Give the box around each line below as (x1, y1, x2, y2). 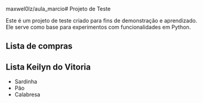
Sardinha (14, 78, 38, 85)
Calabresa (14, 91, 41, 98)
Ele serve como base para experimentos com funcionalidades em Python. (5, 24, 191, 30)
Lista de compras (5, 41, 73, 51)
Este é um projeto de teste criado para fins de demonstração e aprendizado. (5, 17, 198, 24)
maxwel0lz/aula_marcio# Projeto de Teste (5, 5, 111, 12)
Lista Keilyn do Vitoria (5, 62, 91, 72)
